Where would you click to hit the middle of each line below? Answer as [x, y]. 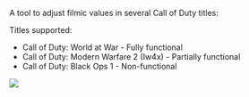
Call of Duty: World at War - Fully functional [103, 47]
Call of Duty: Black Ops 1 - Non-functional [99, 66]
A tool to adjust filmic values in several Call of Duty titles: [114, 13]
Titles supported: [41, 30]
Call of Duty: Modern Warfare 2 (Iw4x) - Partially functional [131, 57]
